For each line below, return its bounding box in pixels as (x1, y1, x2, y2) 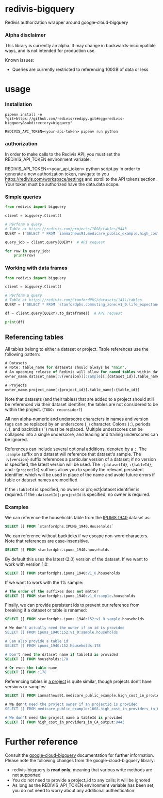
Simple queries (5, 193, 41, 200)
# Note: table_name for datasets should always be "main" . (5, 365, 127, 370)
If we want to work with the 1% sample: (5, 579, 83, 585)
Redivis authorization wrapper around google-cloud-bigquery (5, 19, 129, 25)
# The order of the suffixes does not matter (5, 589, 98, 594)
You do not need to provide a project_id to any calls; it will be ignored (12, 777, 150, 783)
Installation (5, 101, 33, 108)
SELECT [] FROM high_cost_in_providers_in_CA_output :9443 (5, 720, 125, 725)
